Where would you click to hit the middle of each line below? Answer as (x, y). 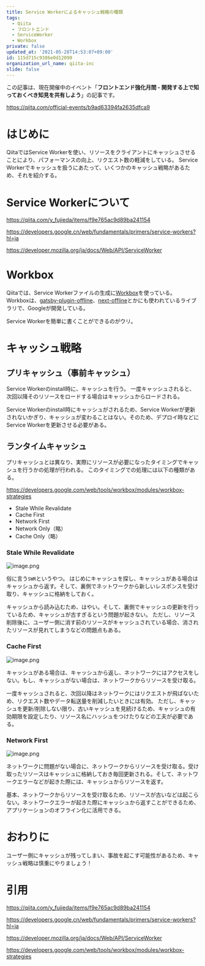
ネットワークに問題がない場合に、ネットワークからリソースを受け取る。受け (102, 766)
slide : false (23, 69)
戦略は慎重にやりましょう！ (57, 863)
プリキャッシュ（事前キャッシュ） (71, 373)
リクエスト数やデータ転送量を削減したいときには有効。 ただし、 (98, 701)
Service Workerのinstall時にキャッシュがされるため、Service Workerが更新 (101, 410)
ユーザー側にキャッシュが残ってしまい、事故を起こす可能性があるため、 (97, 855)
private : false (26, 47)
